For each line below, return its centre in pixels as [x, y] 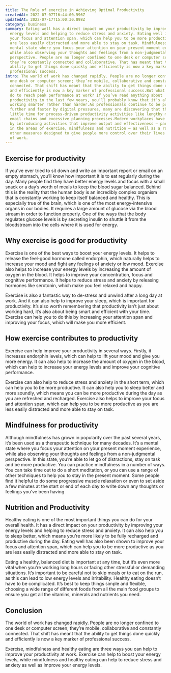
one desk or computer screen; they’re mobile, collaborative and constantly [83, 628]
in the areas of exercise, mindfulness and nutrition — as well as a [85, 128]
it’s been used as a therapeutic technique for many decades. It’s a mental [82, 443]
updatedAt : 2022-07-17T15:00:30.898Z [45, 19]
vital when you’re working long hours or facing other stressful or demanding [85, 568]
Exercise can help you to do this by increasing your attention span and [79, 317]
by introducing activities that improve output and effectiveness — [84, 123]
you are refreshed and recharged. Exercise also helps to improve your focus [85, 398]
